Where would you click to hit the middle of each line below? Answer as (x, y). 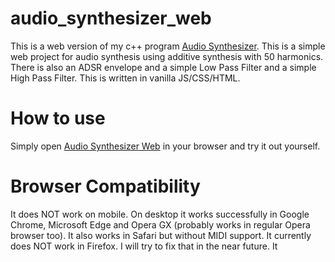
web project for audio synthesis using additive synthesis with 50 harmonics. (167, 56)
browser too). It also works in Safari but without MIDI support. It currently (161, 235)
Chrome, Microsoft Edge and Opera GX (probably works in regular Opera (160, 224)
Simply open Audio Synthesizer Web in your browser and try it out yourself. (165, 146)
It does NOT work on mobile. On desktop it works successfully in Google (160, 214)
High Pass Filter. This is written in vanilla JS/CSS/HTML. (125, 78)
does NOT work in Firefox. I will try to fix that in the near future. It (144, 246)
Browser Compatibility (105, 186)
